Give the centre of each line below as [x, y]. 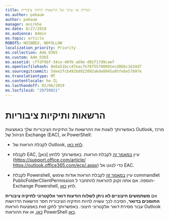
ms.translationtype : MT [30, 76]
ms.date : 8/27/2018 [26, 29]
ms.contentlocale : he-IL [31, 81]
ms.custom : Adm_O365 [27, 57]
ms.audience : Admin [26, 34]
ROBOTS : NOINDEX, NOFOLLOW [34, 43]
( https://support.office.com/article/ [49, 160]
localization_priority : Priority [41, 48]
